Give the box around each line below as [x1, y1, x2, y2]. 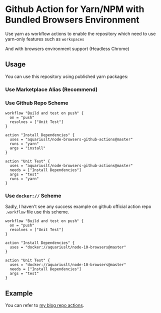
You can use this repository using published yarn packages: [5, 73, 128, 79]
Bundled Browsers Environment [5, 14, 140, 25]
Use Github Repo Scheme [5, 99, 68, 106]
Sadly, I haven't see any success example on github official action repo [5, 203, 151, 209]
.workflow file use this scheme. [5, 209, 69, 215]
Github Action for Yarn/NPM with [5, 3, 144, 15]
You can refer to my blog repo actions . [5, 302, 84, 308]
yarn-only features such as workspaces [5, 36, 84, 42]
